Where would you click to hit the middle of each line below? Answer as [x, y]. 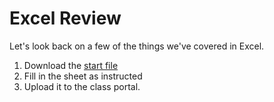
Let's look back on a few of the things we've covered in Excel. [137, 46]
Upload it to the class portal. [82, 86]
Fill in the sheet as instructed [83, 76]
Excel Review [65, 18]
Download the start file [71, 65]
